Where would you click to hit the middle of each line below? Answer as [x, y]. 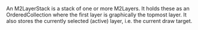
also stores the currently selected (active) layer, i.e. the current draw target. [99, 21]
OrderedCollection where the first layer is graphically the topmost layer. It [97, 15]
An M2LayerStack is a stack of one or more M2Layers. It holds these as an [98, 9]
